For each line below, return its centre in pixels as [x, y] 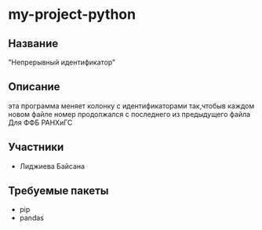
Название [33, 44]
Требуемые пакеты [58, 191]
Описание [34, 87]
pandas [32, 218]
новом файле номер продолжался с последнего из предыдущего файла [129, 114]
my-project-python [72, 15]
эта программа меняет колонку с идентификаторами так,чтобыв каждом [131, 106]
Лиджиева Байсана [52, 166]
